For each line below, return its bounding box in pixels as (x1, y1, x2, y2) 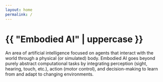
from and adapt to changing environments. (5, 71, 94, 77)
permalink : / (5, 12, 33, 17)
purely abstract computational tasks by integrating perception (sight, (5, 60, 147, 66)
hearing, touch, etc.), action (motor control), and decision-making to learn (5, 66, 158, 72)
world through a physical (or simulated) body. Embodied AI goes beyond (5, 55, 155, 61)
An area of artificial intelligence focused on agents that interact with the (5, 50, 153, 56)
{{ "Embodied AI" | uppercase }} (5, 33, 143, 45)
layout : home (5, 7, 33, 12)
